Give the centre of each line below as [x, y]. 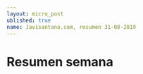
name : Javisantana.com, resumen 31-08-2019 [71, 27]
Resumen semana [60, 62]
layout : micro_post [35, 14]
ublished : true [29, 20]
